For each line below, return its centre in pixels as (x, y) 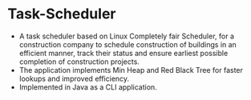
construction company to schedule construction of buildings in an (128, 44)
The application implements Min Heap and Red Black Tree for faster (131, 70)
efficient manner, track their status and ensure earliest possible (123, 53)
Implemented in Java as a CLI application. (88, 87)
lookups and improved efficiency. (74, 78)
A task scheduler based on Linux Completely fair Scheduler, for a (126, 36)
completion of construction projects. (79, 62)
